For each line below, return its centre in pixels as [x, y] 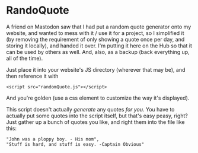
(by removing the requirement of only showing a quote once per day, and [95, 39]
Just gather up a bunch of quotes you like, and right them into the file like [95, 122]
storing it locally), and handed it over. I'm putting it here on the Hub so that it [99, 46]
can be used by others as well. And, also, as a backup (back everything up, [98, 52]
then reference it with [32, 76]
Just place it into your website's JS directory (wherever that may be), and [96, 69]
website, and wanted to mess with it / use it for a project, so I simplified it [95, 33]
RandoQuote [38, 10]
